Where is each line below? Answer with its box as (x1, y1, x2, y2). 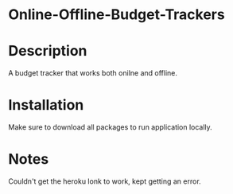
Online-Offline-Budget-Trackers (8, 6, 225, 24)
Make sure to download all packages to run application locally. (8, 122, 212, 132)
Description (8, 42, 87, 60)
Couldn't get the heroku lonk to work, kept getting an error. (8, 177, 201, 186)
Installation (8, 96, 84, 114)
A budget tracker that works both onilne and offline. (8, 68, 177, 78)
